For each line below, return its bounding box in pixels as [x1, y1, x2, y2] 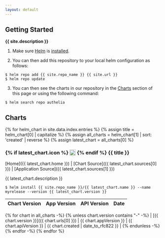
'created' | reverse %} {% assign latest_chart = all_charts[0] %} [5, 137, 134, 143]
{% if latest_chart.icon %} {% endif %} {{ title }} [5, 149, 130, 156]
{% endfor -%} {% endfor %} [5, 228, 65, 234]
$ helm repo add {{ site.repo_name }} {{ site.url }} [5, 72, 118, 77]
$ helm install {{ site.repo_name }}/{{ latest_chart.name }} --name [5, 185, 151, 190]
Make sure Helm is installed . [12, 48, 70, 54]
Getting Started [5, 26, 54, 34]
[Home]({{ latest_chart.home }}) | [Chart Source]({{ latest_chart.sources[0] [5, 161, 157, 167]
